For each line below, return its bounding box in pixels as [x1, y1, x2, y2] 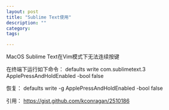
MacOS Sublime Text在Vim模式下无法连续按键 [6, 53, 119, 60]
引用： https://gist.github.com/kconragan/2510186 [6, 98, 130, 105]
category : [6, 25, 31, 32]
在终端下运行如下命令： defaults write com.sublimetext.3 [6, 66, 146, 73]
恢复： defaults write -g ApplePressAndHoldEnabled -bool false [6, 84, 163, 92]
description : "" [6, 20, 47, 26]
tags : [6, 31, 20, 37]
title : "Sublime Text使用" [6, 14, 72, 20]
